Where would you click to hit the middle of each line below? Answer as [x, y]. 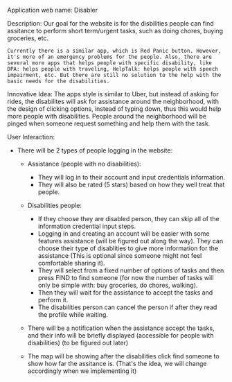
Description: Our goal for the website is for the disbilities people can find [111, 23]
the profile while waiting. [73, 314]
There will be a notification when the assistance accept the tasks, [121, 328]
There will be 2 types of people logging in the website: [95, 150]
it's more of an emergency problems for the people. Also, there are [110, 57]
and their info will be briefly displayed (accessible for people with [121, 335]
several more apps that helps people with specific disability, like [110, 63]
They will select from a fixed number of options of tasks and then [131, 270]
